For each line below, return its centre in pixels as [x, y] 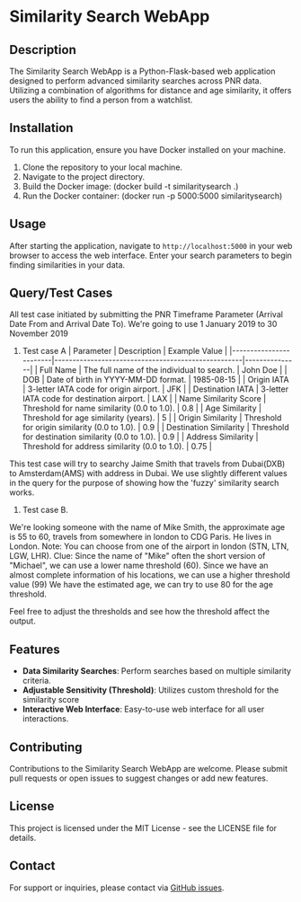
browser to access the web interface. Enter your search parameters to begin [150, 255]
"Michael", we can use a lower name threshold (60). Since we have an [139, 566]
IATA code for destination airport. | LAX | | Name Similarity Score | [144, 399]
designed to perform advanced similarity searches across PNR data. [136, 81]
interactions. [45, 719]
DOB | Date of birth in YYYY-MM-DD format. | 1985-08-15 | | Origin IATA [155, 380]
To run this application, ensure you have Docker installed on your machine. [147, 149]
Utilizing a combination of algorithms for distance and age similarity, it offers [150, 90]
